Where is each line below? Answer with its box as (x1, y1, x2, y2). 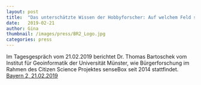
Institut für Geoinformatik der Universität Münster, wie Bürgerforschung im (6, 59, 190, 66)
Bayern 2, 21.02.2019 (6, 72, 58, 79)
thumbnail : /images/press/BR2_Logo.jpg (6, 31, 106, 37)
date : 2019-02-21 (6, 20, 55, 26)
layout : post (6, 8, 39, 15)
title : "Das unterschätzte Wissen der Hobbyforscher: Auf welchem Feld (6, 14, 191, 20)
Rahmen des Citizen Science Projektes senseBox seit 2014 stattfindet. (6, 66, 179, 72)
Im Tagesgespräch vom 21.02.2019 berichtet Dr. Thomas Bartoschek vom (6, 53, 187, 60)
